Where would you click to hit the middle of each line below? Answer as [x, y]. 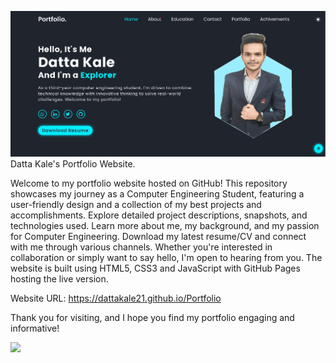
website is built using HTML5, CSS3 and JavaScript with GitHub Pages [155, 268]
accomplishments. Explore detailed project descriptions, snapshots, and [159, 215]
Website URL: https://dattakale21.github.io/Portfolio [116, 298]
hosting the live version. [59, 278]
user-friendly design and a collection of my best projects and [136, 204]
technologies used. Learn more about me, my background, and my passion [165, 225]
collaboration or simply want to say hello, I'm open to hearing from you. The [166, 257]
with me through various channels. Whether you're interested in [141, 247]
